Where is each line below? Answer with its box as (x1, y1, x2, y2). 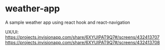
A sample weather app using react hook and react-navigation (5, 19, 130, 25)
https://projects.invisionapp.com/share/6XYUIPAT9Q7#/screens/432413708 (5, 39, 160, 45)
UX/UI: (5, 29, 19, 35)
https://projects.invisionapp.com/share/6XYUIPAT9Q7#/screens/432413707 (5, 34, 160, 40)
